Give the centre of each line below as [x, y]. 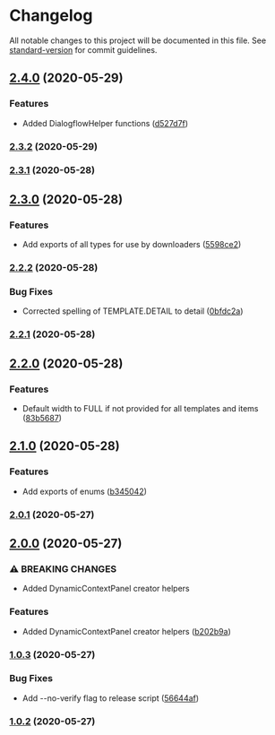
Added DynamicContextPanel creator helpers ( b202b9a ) [126, 631]
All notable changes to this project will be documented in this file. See [138, 40]
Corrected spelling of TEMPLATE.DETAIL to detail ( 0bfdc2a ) [133, 311]
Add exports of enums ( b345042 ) [85, 491]
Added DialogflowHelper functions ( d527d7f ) [105, 123]
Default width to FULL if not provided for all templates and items [140, 408]
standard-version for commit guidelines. [83, 49]
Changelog [51, 16]
